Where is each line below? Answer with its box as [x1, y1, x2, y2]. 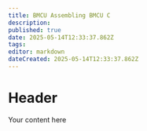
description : [8, 19, 51, 27]
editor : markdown [8, 48, 65, 56]
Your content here [8, 115, 67, 124]
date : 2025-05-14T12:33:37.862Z [8, 33, 114, 42]
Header [8, 89, 57, 107]
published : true [8, 26, 61, 34]
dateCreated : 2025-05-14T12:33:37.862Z [8, 56, 139, 64]
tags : [8, 41, 26, 49]
